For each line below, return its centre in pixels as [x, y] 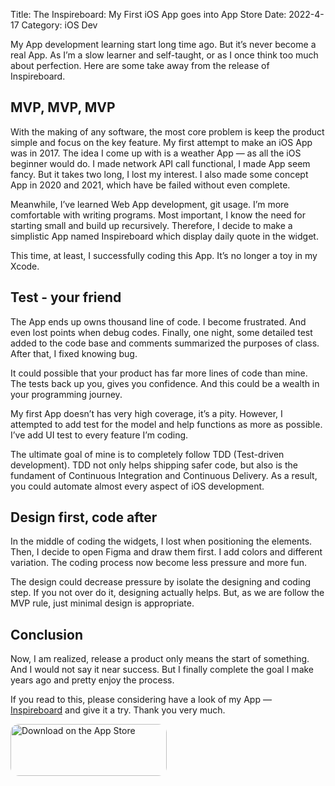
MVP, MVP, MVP [63, 107]
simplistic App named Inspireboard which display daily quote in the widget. [164, 236]
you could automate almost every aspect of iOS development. [137, 486]
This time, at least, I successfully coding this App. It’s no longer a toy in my [164, 255]
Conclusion [47, 634]
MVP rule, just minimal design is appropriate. [102, 603]
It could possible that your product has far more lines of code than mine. [159, 373]
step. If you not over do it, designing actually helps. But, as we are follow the [167, 593]
